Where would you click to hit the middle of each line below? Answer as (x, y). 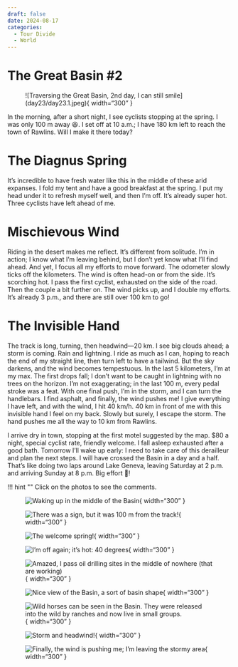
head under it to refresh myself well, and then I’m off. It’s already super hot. (117, 196)
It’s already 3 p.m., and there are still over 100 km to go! (88, 297)
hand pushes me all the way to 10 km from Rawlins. (82, 421)
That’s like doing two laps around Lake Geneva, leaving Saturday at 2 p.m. (115, 465)
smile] (174, 95)
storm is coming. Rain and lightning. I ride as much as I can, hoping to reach (118, 353)
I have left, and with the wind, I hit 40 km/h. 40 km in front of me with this (114, 406)
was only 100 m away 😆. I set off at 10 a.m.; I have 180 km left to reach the (117, 125)
